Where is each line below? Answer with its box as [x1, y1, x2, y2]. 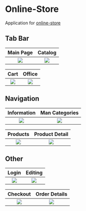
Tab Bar [5, 34, 29, 43]
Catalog [37, 49, 57, 56]
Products [7, 131, 29, 138]
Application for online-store [5, 20, 61, 26]
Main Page [7, 49, 33, 56]
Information [7, 109, 36, 116]
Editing [26, 169, 43, 176]
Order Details [35, 191, 68, 198]
